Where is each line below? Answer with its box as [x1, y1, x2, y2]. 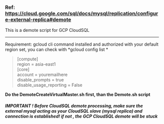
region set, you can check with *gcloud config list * [5, 47, 108, 52]
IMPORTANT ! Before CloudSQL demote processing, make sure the [5, 102, 143, 109]
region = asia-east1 [17, 61, 56, 67]
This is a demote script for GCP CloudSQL [5, 27, 90, 33]
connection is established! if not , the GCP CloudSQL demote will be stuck [5, 113, 158, 119]
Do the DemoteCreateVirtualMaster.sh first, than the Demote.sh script [5, 92, 150, 98]
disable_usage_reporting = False [17, 82, 83, 88]
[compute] [17, 56, 38, 62]
